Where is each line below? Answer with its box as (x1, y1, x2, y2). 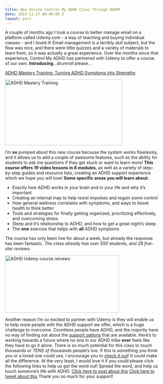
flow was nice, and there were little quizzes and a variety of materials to (5, 45, 149, 51)
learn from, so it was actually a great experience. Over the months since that (5, 50, 159, 56)
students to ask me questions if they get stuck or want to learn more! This (5, 160, 153, 165)
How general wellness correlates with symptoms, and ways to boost (12, 200, 149, 206)
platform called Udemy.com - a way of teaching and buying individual (5, 35, 145, 40)
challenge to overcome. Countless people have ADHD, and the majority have (5, 327, 159, 333)
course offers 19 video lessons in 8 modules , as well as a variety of (5, 165, 142, 171)
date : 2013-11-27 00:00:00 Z (5, 12, 64, 17)
